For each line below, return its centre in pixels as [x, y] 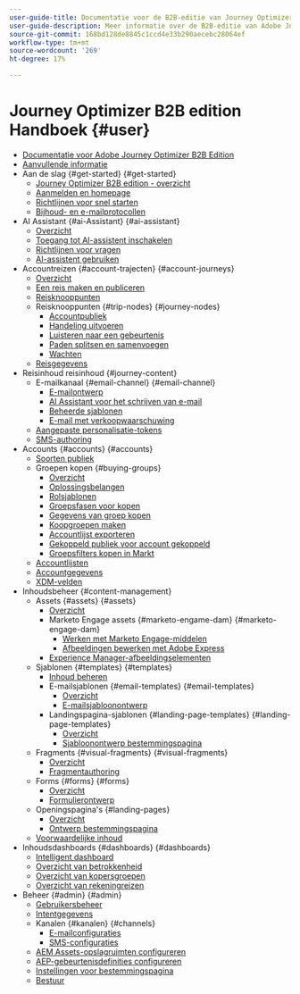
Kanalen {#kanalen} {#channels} [96, 923]
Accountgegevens [69, 572]
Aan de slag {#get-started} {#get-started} [99, 173]
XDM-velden [59, 581]
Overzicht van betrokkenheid [89, 866]
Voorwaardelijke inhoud [79, 838]
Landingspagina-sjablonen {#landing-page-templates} [149, 714]
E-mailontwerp [76, 392]
